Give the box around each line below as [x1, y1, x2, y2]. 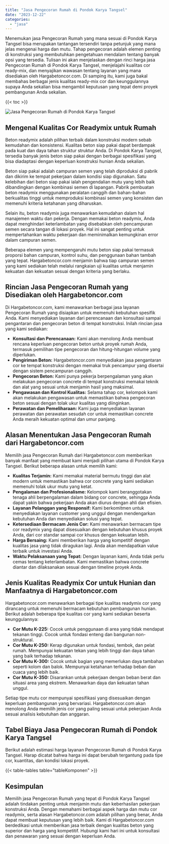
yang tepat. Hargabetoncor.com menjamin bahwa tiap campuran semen [5, 257, 155, 263]
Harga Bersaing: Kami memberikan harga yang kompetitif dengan [12, 537, 150, 543]
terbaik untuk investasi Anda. [12, 548, 73, 554]
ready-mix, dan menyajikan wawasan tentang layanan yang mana [5, 68, 141, 74]
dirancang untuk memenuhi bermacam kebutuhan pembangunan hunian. [5, 605, 157, 611]
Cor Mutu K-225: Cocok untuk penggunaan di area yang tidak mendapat [12, 626, 164, 632]
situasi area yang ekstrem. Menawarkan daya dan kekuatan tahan [12, 680, 149, 686]
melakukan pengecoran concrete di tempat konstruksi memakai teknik [12, 378, 159, 384]
